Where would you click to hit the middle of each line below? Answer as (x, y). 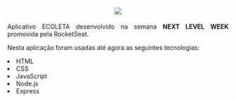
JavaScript (32, 76)
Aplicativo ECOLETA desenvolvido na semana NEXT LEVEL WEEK (118, 26)
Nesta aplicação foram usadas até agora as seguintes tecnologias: (104, 47)
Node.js (27, 83)
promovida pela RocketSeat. (48, 34)
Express (28, 90)
